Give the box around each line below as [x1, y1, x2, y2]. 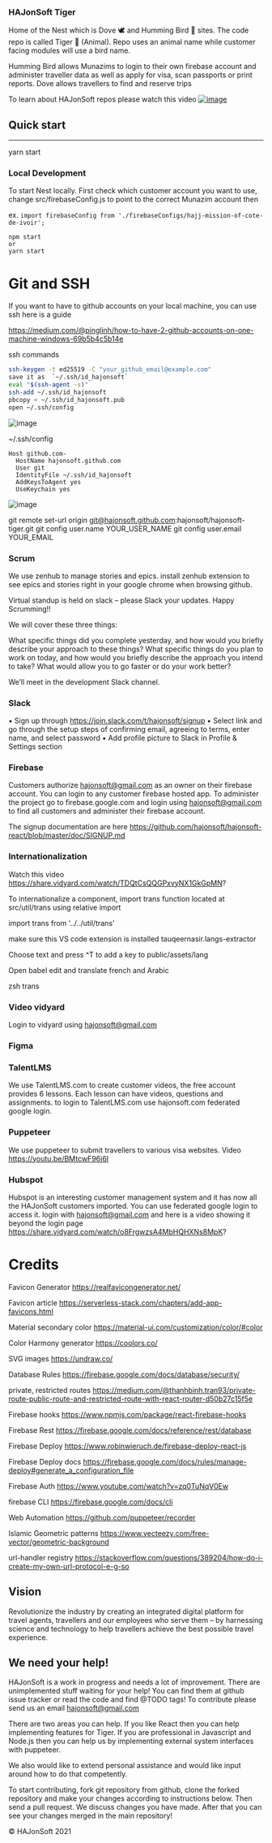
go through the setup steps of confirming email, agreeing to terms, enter [8, 725, 250, 734]
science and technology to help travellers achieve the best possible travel [8, 1624, 254, 1633]
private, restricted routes [8, 1385, 91, 1395]
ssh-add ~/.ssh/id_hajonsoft [8, 388, 107, 396]
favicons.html [8, 1306, 54, 1316]
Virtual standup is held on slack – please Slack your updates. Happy [8, 595, 235, 605]
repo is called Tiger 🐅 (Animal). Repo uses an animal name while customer [8, 37, 257, 47]
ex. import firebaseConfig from [8, 210, 115, 220]
